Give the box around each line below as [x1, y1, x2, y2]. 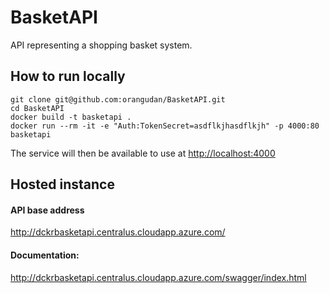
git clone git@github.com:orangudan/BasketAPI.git [10, 94, 226, 105]
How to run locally [10, 68, 126, 85]
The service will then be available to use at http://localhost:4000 [10, 147, 276, 159]
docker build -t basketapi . [10, 112, 132, 122]
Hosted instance [10, 176, 115, 193]
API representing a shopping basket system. [10, 39, 193, 51]
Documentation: [10, 249, 80, 261]
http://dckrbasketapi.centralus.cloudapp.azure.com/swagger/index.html [10, 271, 307, 283]
